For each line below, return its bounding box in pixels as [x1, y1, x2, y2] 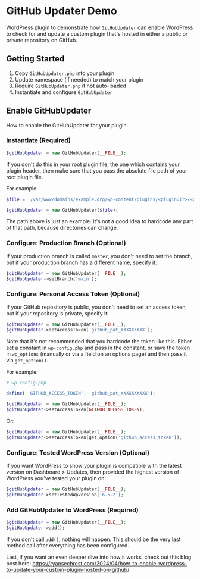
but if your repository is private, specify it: [6, 309, 109, 317]
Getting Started [6, 54, 65, 64]
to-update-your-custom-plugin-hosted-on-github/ [6, 566, 130, 573]
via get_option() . [6, 356, 49, 364]
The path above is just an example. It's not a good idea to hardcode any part [6, 218, 193, 225]
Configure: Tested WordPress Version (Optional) [6, 448, 150, 456]
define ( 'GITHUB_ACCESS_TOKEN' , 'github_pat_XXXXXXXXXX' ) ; [6, 390, 156, 396]
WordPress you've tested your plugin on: [6, 475, 106, 482]
